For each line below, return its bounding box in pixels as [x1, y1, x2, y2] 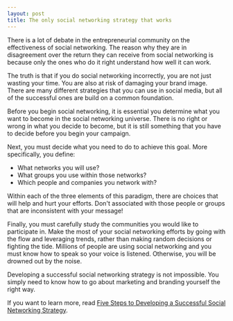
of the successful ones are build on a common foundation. [7, 93, 174, 101]
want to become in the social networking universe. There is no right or [7, 114, 208, 122]
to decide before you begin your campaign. [7, 129, 131, 138]
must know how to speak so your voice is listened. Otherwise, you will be [7, 249, 216, 258]
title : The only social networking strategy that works [7, 17, 172, 24]
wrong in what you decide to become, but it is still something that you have [7, 122, 222, 130]
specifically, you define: [7, 150, 76, 158]
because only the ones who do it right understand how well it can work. [7, 58, 212, 66]
